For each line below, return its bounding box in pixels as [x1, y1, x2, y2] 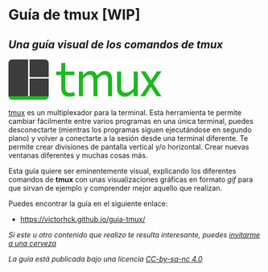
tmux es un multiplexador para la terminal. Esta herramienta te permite [8, 108, 242, 117]
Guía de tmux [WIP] [8, 6, 141, 24]
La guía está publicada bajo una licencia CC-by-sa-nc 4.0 [8, 254, 203, 263]
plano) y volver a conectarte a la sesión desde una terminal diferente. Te [8, 134, 249, 142]
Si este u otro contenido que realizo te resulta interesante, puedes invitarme [8, 230, 261, 239]
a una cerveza [8, 239, 56, 248]
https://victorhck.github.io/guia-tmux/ [19, 215, 146, 224]
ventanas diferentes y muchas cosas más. [8, 150, 148, 160]
